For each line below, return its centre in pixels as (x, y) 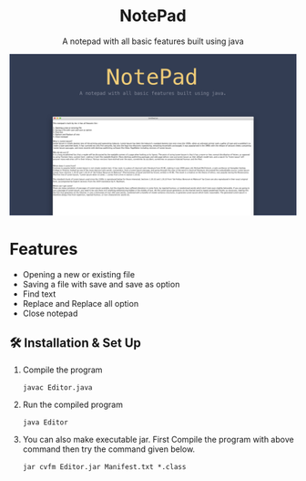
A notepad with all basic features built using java (153, 41)
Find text (39, 294)
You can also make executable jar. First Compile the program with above (158, 439)
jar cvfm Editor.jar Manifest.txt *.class (104, 466)
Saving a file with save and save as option (101, 284)
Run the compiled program (72, 404)
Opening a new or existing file (78, 274)
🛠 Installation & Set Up (75, 343)
